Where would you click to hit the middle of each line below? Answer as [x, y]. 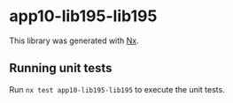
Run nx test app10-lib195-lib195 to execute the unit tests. [117, 89]
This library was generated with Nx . [74, 40]
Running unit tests [61, 68]
